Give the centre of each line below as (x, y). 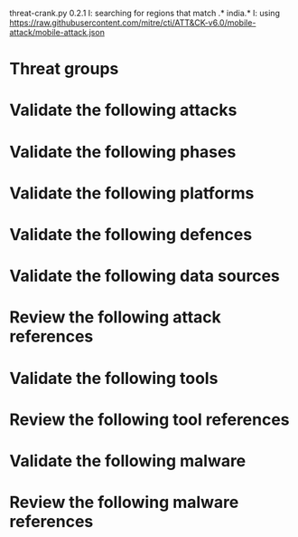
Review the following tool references (150, 419)
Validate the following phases (123, 152)
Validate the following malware (128, 460)
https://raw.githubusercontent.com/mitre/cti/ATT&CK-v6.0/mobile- (133, 23)
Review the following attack (115, 317)
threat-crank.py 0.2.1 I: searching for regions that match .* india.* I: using (144, 13)
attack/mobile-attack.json (57, 32)
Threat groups (64, 69)
